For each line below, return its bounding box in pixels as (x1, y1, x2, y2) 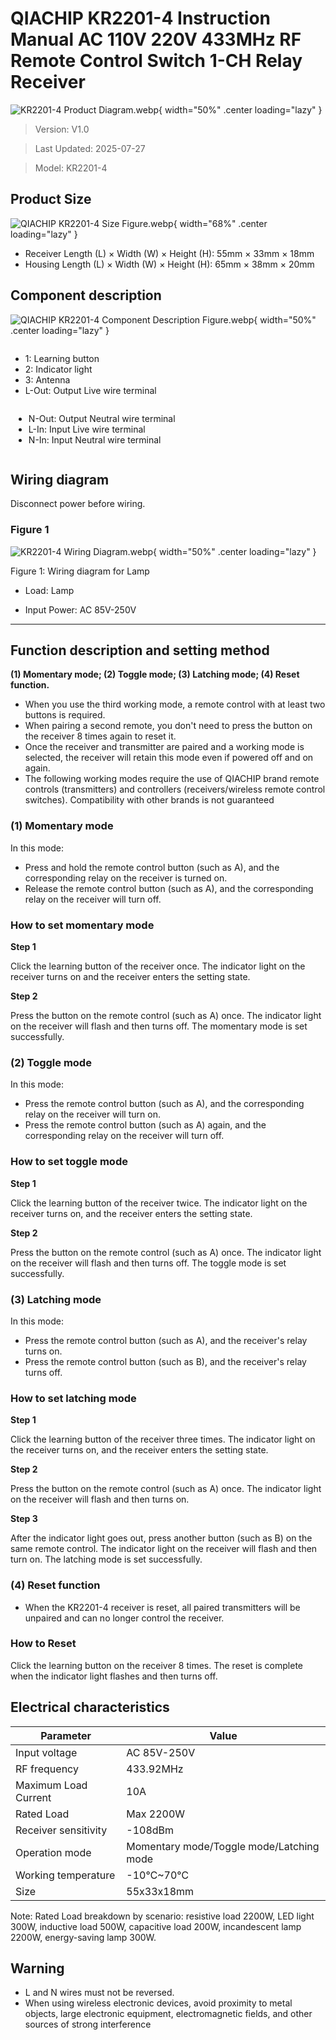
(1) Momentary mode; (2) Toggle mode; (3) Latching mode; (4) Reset (10, 668, 300, 681)
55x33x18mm (126, 1884, 195, 1898)
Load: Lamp (24, 584, 75, 596)
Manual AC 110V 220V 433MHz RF (10, 28, 302, 51)
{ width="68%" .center (173, 217, 268, 229)
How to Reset (10, 1637, 77, 1651)
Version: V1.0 (34, 123, 90, 135)
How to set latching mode (10, 1391, 137, 1405)
